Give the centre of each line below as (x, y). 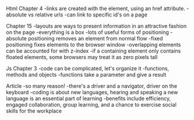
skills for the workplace (34, 111)
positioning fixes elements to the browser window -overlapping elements (94, 44)
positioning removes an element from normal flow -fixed (96, 38)
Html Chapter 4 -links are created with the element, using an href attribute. (96, 8)
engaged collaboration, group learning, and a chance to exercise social (91, 104)
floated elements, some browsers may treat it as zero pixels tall (82, 57)
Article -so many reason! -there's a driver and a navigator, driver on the (92, 86)
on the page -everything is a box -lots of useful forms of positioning (87, 32)
